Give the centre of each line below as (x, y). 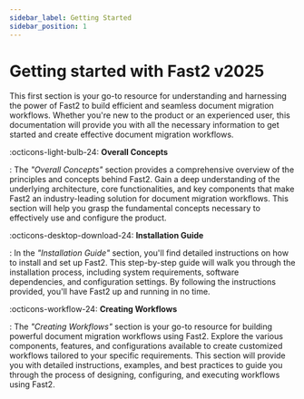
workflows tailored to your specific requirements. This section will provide (147, 355)
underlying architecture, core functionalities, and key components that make (152, 189)
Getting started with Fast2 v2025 (137, 71)
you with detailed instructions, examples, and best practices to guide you (146, 365)
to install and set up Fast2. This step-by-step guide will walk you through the (152, 263)
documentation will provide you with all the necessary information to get (144, 125)
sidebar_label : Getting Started (70, 18)
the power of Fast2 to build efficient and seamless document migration (142, 106)
